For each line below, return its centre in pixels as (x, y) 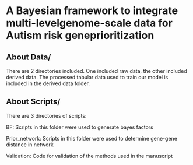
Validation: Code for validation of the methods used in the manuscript (90, 156)
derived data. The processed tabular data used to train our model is (87, 77)
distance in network (30, 145)
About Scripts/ (33, 102)
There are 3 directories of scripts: (46, 115)
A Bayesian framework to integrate (92, 11)
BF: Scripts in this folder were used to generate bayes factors (80, 127)
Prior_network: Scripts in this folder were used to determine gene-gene (92, 138)
